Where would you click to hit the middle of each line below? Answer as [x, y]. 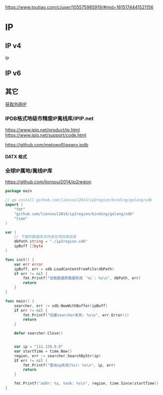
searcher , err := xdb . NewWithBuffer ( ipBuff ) [61, 306]
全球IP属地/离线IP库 [29, 171]
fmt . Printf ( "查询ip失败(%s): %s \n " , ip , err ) [69, 365]
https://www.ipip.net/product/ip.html [42, 130]
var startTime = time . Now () [43, 351]
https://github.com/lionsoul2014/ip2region [48, 182]
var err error [29, 264]
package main [19, 191]
